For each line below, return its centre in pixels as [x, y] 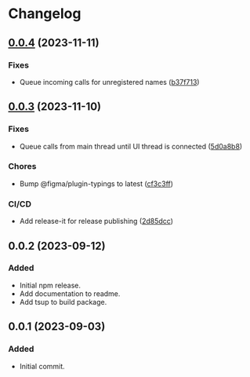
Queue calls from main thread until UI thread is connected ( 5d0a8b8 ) [131, 146]
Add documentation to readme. [70, 293]
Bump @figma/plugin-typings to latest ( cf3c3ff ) [96, 183]
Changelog [45, 14]
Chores [22, 167]
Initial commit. [42, 366]
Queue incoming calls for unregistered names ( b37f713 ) [109, 82]
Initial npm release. [50, 285]
